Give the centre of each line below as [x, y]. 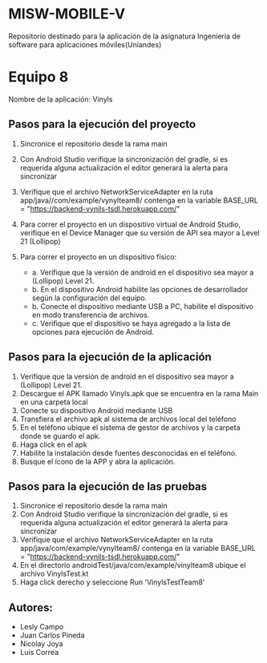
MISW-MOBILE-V [67, 14]
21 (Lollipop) [40, 241]
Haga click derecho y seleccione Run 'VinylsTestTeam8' [112, 582]
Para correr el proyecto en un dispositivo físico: [98, 256]
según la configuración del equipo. [89, 298]
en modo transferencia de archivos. [91, 315]
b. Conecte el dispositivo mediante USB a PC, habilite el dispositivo [143, 306]
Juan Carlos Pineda [53, 635]
